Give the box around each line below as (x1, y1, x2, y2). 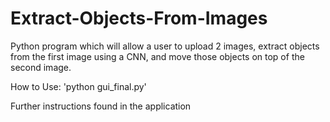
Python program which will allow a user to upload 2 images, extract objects (10, 40, 320, 52)
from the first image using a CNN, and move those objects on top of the (10, 50, 305, 62)
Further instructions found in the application (10, 100, 192, 112)
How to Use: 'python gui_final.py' (10, 80, 147, 92)
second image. (10, 61, 72, 73)
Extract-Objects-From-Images (10, 7, 268, 30)
